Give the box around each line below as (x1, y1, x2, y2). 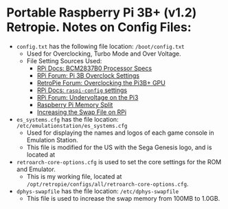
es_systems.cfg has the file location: (16, 115, 119, 123)
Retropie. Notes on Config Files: (6, 19, 192, 35)
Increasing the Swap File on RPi (36, 108, 127, 116)
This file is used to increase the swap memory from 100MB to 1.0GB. (26, 194, 220, 202)
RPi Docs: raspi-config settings (36, 86, 128, 94)
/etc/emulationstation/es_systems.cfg (16, 122, 128, 129)
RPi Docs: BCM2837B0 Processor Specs (36, 64, 152, 72)
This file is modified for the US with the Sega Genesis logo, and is (26, 143, 212, 151)
